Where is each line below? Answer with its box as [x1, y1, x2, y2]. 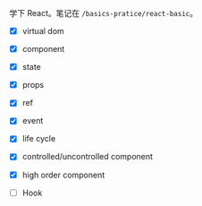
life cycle [21, 133, 56, 144]
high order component [21, 169, 105, 180]
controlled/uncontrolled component [21, 151, 154, 162]
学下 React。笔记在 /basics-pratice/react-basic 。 [9, 8, 198, 18]
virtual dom [21, 26, 64, 36]
